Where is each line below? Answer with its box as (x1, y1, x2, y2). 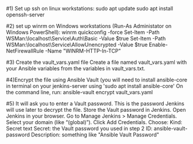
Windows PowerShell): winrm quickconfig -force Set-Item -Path (6, 29, 160, 36)
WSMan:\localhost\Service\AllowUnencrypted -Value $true (6, 41, 148, 48)
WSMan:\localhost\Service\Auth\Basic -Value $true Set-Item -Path (6, 35, 166, 42)
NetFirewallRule (6, 47, 44, 54)
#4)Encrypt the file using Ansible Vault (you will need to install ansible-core (6, 76, 188, 83)
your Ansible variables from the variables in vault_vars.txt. (6, 65, 146, 72)
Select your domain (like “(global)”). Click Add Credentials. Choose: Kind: (6, 119, 182, 125)
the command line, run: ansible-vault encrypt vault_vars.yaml (6, 89, 153, 95)
